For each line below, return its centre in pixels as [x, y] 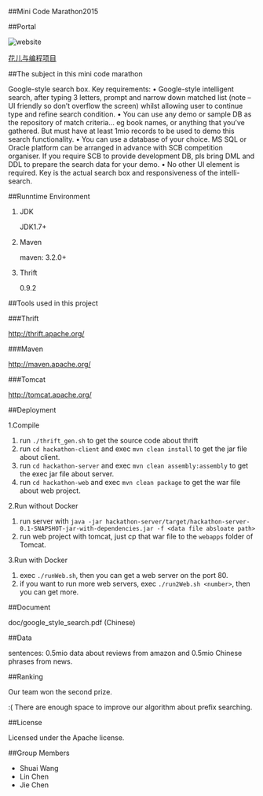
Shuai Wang [39, 768]
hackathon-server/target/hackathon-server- [178, 522]
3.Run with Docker [38, 560]
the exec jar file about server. [67, 474]
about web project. [50, 491]
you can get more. [49, 592]
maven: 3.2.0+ [43, 257]
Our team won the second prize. [60, 692]
